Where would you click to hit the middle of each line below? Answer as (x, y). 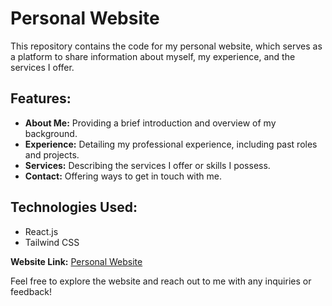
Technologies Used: (74, 207)
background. (51, 133)
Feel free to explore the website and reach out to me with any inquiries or (161, 281)
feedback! (31, 291)
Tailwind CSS (52, 242)
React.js (41, 231)
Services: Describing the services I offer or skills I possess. (147, 165)
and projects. (52, 154)
